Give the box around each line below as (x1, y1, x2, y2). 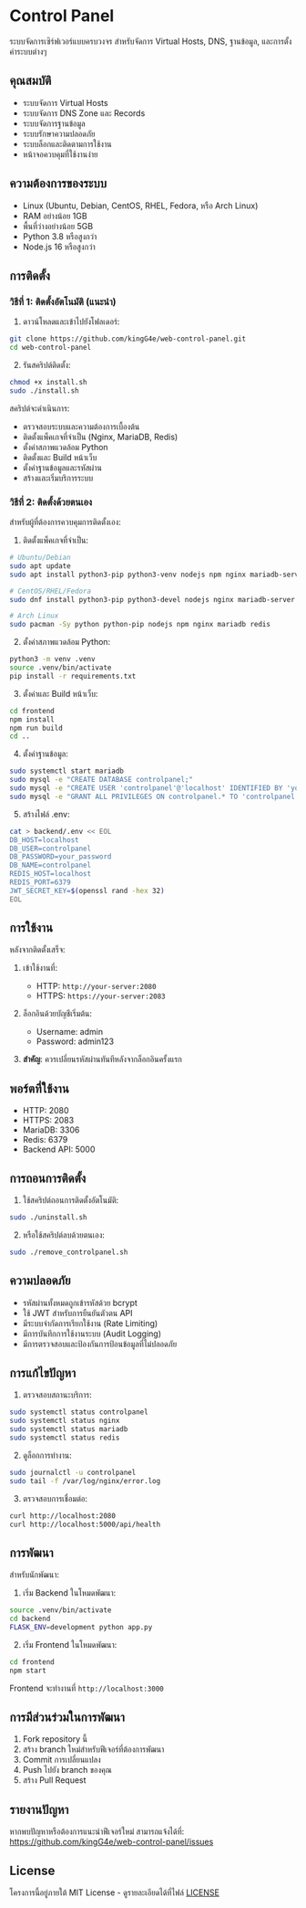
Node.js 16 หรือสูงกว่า (22, 241, 96, 252)
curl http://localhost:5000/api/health (9, 1520, 161, 1529)
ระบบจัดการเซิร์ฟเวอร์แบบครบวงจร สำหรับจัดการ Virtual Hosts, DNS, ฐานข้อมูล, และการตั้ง (9, 36, 292, 47)
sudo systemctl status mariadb (9, 1425, 128, 1434)
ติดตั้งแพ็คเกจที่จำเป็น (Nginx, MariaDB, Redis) (22, 431, 178, 442)
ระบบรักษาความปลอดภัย (22, 128, 96, 139)
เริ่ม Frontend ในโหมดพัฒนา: (22, 1639, 117, 1650)
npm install (9, 714, 55, 724)
